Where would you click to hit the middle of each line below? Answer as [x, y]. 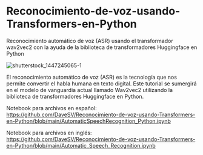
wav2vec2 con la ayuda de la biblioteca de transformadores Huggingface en [102, 47]
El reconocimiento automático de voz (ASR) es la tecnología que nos [92, 77]
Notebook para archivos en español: [52, 108]
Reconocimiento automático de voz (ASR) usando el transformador [90, 41]
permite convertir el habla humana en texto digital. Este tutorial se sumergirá [101, 84]
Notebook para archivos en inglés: [49, 133]
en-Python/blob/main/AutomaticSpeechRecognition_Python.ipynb [89, 121]
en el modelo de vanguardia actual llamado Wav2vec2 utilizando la [90, 90]
